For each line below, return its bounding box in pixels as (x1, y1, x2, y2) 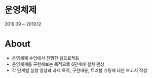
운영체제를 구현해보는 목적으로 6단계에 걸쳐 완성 (11, 61, 105, 67)
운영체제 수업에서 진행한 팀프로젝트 (11, 55, 79, 61)
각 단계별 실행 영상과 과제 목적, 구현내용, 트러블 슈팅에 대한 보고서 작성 (11, 67, 148, 73)
